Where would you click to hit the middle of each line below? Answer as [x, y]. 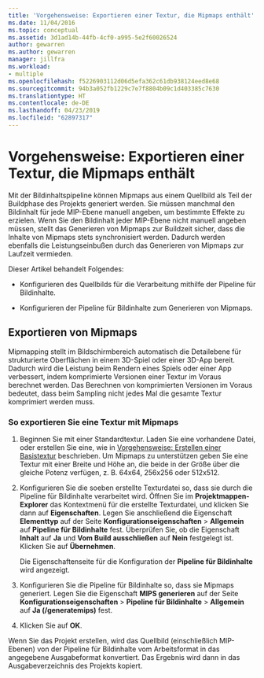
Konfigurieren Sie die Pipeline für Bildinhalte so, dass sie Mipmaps [126, 585]
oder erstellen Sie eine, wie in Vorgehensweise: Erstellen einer [120, 447]
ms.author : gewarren [42, 52]
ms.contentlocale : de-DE [49, 103]
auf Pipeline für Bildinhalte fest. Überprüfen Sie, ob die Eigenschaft [129, 529]
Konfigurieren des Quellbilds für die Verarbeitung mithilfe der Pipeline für [137, 284]
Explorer [34, 504]
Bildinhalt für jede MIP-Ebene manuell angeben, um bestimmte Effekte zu [126, 212]
